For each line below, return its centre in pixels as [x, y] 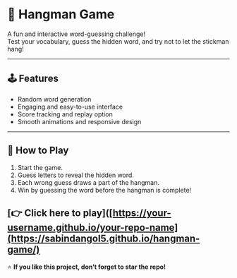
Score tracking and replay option [65, 114]
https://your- [142, 213]
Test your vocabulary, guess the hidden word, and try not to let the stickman [118, 41]
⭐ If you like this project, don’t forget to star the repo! [87, 267]
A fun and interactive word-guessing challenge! [77, 34]
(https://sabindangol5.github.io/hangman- [104, 238]
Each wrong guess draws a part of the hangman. [89, 182]
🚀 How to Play [38, 151]
